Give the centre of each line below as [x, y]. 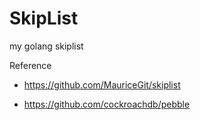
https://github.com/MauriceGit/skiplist [102, 84]
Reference [30, 65]
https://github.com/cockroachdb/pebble [107, 104]
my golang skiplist [46, 46]
